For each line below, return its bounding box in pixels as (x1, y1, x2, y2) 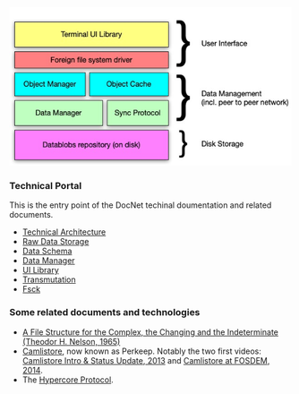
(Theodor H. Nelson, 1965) (21, 336, 121, 347)
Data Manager (21, 255, 75, 266)
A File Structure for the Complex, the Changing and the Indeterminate (21, 326, 279, 338)
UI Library (21, 265, 60, 276)
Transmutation (21, 274, 76, 285)
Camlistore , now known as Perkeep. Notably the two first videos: (21, 346, 261, 356)
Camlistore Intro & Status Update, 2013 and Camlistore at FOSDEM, (21, 355, 270, 365)
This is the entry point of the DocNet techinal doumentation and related (9, 200, 272, 210)
